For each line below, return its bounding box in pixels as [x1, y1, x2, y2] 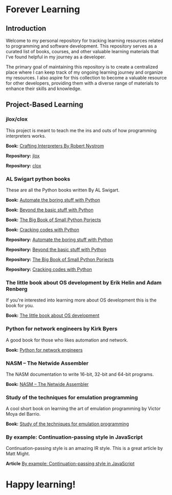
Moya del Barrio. [6, 411, 41, 417]
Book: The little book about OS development [6, 312, 100, 318]
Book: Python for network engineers [6, 347, 83, 353]
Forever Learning [6, 4, 80, 15]
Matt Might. [6, 450, 30, 457]
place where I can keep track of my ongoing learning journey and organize [6, 69, 163, 75]
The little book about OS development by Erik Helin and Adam [6, 279, 162, 286]
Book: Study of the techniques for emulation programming [6, 421, 130, 427]
